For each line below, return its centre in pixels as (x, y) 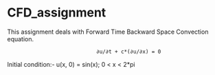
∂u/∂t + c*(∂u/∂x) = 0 (128, 52)
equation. (21, 39)
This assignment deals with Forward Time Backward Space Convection (108, 32)
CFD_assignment (57, 13)
